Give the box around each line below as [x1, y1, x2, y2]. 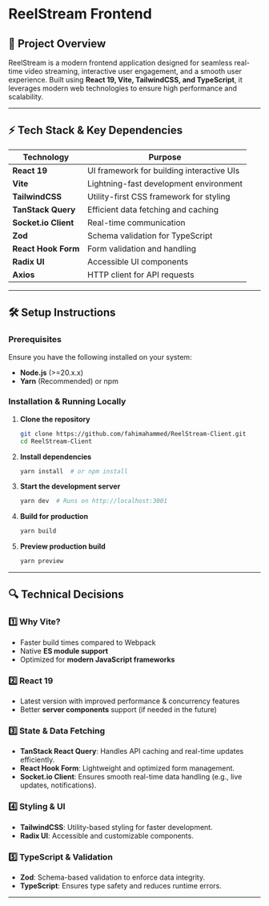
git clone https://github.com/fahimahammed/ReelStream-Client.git [19, 429, 247, 437]
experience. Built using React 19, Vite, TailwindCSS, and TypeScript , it [8, 75, 243, 84]
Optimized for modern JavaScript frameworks [19, 654, 175, 664]
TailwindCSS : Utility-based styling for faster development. [19, 822, 214, 832]
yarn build [19, 527, 57, 535]
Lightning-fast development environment [87, 178, 243, 189]
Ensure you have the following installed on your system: [8, 352, 192, 361]
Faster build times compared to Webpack [19, 638, 156, 647]
